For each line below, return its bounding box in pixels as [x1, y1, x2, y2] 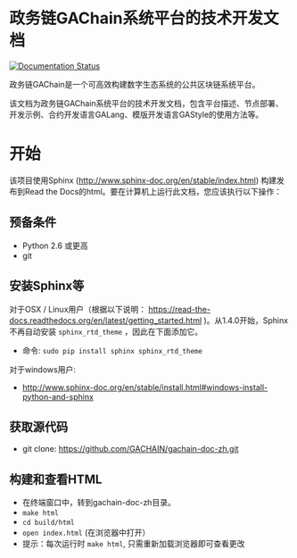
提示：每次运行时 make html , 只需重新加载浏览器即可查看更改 [21, 538, 245, 549]
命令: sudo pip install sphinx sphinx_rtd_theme [21, 345, 203, 355]
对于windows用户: [9, 363, 76, 375]
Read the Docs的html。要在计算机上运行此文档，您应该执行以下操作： [24, 186, 283, 196]
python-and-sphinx [21, 391, 94, 402]
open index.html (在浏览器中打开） [21, 528, 151, 538]
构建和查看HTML [9, 471, 103, 487]
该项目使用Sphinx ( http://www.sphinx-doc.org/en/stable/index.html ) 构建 [9, 175, 277, 186]
